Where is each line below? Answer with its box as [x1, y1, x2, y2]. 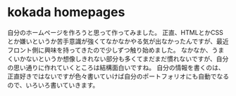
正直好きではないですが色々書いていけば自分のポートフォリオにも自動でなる [7, 71, 230, 81]
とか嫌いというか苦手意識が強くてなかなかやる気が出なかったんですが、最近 [7, 36, 229, 46]
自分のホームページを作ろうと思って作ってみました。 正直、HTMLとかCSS [7, 28, 224, 36]
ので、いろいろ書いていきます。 [7, 81, 99, 89]
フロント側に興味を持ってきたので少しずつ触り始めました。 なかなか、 [7, 46, 213, 54]
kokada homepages [7, 4, 125, 20]
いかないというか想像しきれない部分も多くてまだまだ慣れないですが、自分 [13, 54, 229, 63]
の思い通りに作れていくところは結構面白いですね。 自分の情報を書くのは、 [7, 63, 225, 71]
